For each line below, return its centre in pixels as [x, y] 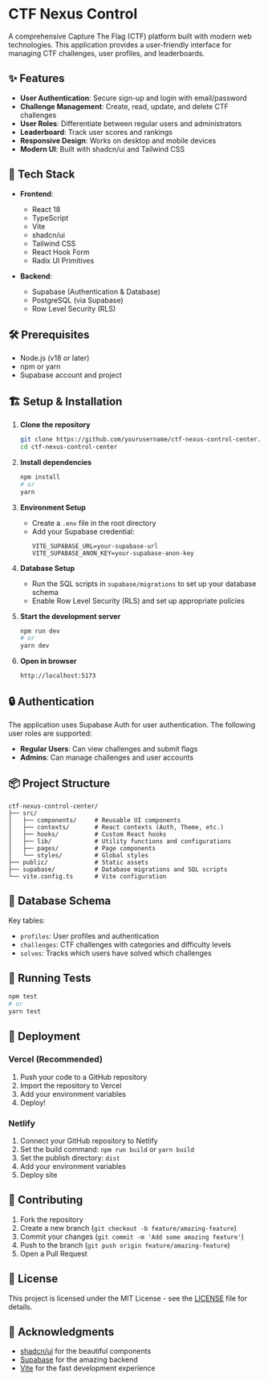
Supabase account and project [71, 375]
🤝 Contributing [46, 1200]
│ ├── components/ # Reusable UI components [95, 820]
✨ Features [37, 78]
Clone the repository [55, 425]
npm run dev [40, 631]
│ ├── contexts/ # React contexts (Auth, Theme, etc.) [116, 827]
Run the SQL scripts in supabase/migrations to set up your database [144, 584]
